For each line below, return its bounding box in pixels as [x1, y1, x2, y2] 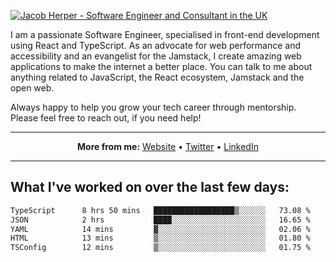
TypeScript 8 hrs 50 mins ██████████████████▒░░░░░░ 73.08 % [10, 205, 311, 215]
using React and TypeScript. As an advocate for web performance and [10, 40, 302, 51]
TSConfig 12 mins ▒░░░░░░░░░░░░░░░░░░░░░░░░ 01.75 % [10, 243, 311, 253]
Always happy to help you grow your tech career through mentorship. [10, 101, 297, 113]
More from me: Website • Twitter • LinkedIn [77, 141, 259, 152]
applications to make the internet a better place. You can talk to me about [10, 61, 313, 72]
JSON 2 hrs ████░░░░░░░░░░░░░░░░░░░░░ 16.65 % [10, 215, 311, 225]
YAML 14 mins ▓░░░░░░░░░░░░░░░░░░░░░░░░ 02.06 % [10, 224, 311, 234]
